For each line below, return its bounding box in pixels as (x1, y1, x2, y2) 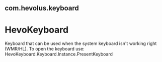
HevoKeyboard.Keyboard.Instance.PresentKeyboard (5, 51, 113, 57)
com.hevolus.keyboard (5, 4, 79, 12)
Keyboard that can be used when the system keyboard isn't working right (5, 40, 157, 46)
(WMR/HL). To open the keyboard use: (5, 46, 85, 52)
